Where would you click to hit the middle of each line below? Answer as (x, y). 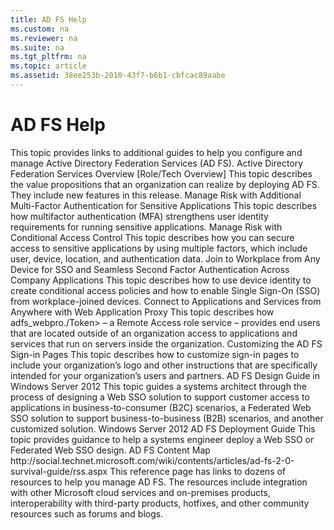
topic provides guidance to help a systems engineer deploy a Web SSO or (162, 439)
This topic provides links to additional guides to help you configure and (156, 152)
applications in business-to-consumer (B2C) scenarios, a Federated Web (161, 407)
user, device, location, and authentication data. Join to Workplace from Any (165, 258)
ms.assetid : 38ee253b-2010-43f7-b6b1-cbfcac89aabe (118, 76)
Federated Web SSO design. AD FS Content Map (110, 450)
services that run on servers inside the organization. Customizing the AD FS (166, 343)
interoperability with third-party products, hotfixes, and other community (160, 503)
